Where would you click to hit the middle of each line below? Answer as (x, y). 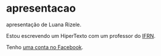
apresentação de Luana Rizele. (44, 24)
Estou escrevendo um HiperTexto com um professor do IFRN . (81, 36)
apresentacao (41, 8)
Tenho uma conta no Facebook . (45, 47)
